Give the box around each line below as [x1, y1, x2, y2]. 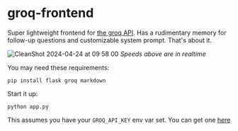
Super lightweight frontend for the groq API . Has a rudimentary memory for [7, 28, 227, 37]
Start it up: [7, 89, 38, 98]
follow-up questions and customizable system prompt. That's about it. [7, 35, 212, 44]
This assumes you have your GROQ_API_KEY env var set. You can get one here [7, 115, 231, 124]
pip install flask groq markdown [7, 76, 106, 84]
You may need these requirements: [7, 63, 110, 72]
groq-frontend [7, 5, 94, 21]
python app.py [7, 103, 50, 110]
